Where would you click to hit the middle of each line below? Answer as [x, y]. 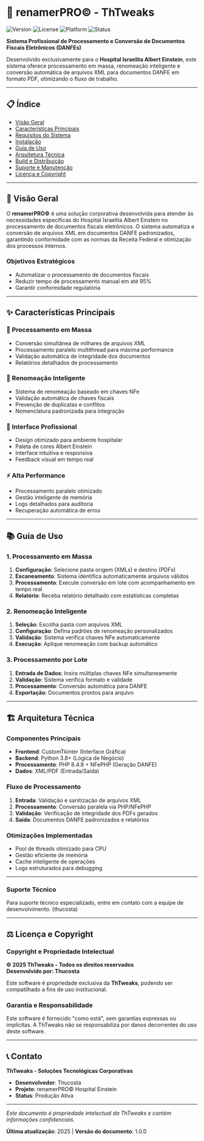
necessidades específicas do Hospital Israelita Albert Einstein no [87, 220]
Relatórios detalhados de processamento [66, 362]
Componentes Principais [43, 739]
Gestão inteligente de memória [53, 497]
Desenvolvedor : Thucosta [48, 1083]
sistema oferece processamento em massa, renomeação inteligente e [93, 66]
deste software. [26, 1031]
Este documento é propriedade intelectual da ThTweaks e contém [89, 1113]
